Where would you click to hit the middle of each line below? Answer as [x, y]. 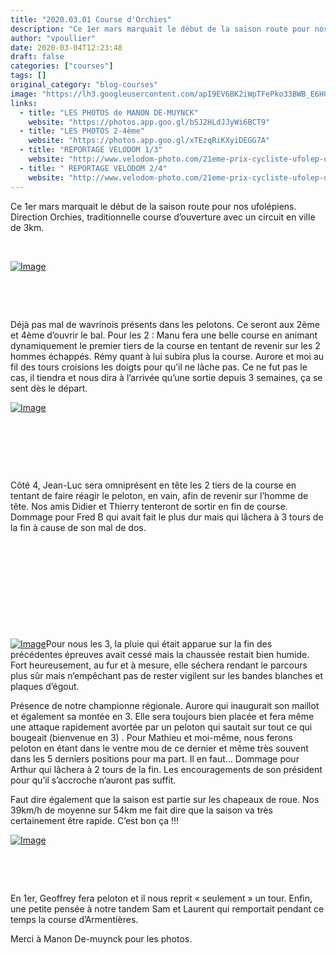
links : [24, 103]
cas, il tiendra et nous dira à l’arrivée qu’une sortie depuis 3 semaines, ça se [166, 377]
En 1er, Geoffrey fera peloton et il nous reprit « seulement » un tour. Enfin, [161, 898]
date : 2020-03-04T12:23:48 [66, 47]
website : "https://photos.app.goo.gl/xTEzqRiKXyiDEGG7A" [149, 141]
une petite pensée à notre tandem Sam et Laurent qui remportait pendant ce [167, 908]
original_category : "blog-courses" [84, 85]
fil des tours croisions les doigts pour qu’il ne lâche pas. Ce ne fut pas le [159, 367]
